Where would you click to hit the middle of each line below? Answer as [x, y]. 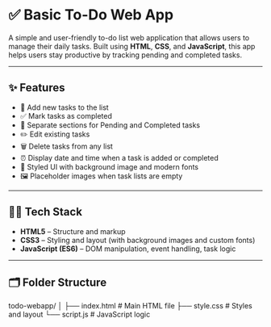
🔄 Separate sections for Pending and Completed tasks [110, 125]
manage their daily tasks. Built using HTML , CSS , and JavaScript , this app [132, 46]
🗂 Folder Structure [58, 282]
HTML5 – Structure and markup [73, 231]
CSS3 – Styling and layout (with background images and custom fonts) [138, 240]
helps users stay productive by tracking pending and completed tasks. [125, 55]
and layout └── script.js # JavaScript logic [79, 314]
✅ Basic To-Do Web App [91, 15]
